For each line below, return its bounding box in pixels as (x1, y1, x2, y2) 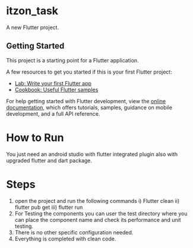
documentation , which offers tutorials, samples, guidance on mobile (6, 104, 172, 111)
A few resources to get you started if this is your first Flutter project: (6, 68, 172, 75)
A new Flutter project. (6, 24, 59, 31)
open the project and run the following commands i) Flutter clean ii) (14, 197, 180, 204)
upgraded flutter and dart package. (6, 157, 93, 164)
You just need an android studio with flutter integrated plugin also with (6, 150, 178, 158)
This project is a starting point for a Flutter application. (6, 56, 139, 63)
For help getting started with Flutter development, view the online (6, 97, 166, 104)
